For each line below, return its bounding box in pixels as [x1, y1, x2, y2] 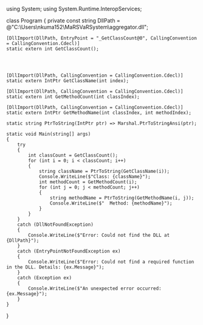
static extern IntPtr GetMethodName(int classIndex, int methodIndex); [6, 110, 191, 116]
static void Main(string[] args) [6, 131, 91, 137]
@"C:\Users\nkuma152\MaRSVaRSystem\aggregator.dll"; [6, 24, 149, 30]
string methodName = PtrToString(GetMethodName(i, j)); [49, 195, 194, 201]
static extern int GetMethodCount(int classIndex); [6, 94, 140, 100]
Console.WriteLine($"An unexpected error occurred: [28, 285, 162, 292]
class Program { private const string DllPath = [6, 17, 120, 24]
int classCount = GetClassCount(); [28, 152, 119, 158]
